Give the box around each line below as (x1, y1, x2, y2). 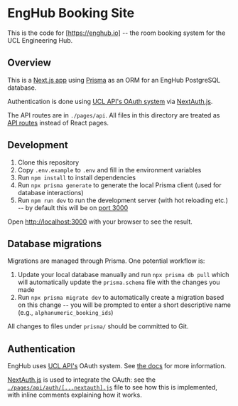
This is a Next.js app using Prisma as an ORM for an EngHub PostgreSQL (7, 76, 221, 84)
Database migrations (7, 237, 102, 250)
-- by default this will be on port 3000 (17, 203, 129, 212)
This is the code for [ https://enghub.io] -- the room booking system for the (7, 28, 226, 37)
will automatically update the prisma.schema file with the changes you (17, 278, 220, 286)
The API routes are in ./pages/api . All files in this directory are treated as (7, 110, 220, 119)
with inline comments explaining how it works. (7, 390, 142, 400)
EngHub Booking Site (7, 5, 135, 21)
